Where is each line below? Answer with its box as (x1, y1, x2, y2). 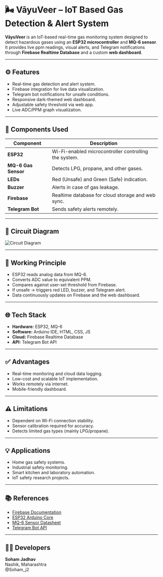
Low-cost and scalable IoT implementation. (12, 376, 98, 381)
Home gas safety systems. (12, 460, 65, 465)
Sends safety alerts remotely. (51, 205, 119, 212)
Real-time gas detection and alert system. (12, 81, 96, 87)
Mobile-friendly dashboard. (12, 386, 67, 392)
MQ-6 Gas (7, 162, 33, 168)
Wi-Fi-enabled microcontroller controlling (51, 148, 148, 155)
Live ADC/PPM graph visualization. (12, 107, 82, 113)
